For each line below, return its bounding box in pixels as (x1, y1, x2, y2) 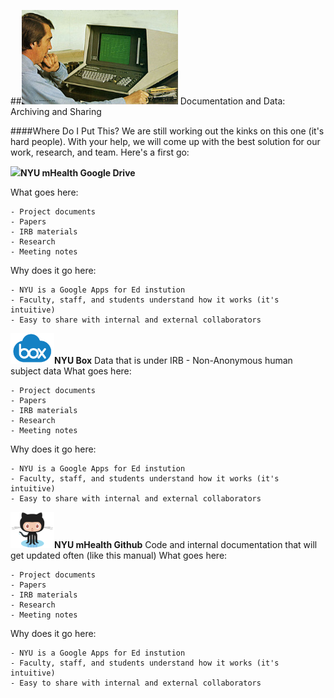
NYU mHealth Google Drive (20, 166, 136, 179)
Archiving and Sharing (10, 105, 102, 117)
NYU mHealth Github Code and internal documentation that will (54, 538, 318, 550)
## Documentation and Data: (10, 95, 286, 107)
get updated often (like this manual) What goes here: (10, 549, 228, 561)
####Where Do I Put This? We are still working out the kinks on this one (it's (10, 125, 325, 137)
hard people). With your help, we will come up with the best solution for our (10, 135, 321, 147)
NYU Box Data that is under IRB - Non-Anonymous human (54, 354, 293, 366)
